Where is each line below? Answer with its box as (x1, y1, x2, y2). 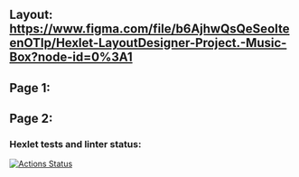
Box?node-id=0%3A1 (9, 50, 133, 65)
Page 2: (9, 111, 53, 126)
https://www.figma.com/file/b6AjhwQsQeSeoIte (9, 22, 290, 37)
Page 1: (9, 80, 51, 96)
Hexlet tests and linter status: (9, 138, 142, 151)
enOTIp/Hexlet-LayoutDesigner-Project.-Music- (9, 35, 287, 51)
